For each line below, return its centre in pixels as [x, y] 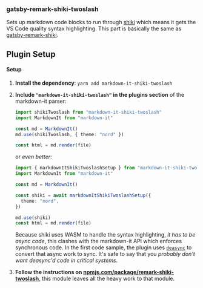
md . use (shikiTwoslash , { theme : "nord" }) [69, 134]
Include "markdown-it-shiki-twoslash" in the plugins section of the [100, 94]
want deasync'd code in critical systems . [66, 260]
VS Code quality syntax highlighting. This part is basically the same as [94, 28]
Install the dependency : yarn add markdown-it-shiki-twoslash [94, 83]
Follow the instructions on [48, 272]
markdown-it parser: [41, 101]
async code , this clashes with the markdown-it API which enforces [98, 241]
